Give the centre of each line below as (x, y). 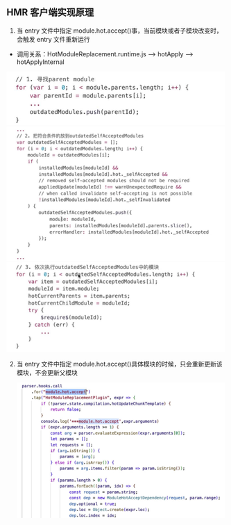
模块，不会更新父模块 (47, 372)
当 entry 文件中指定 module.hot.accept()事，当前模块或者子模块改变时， (119, 31)
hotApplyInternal (40, 62)
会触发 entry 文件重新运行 (53, 39)
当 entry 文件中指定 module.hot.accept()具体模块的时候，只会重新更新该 (119, 364)
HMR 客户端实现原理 (50, 13)
